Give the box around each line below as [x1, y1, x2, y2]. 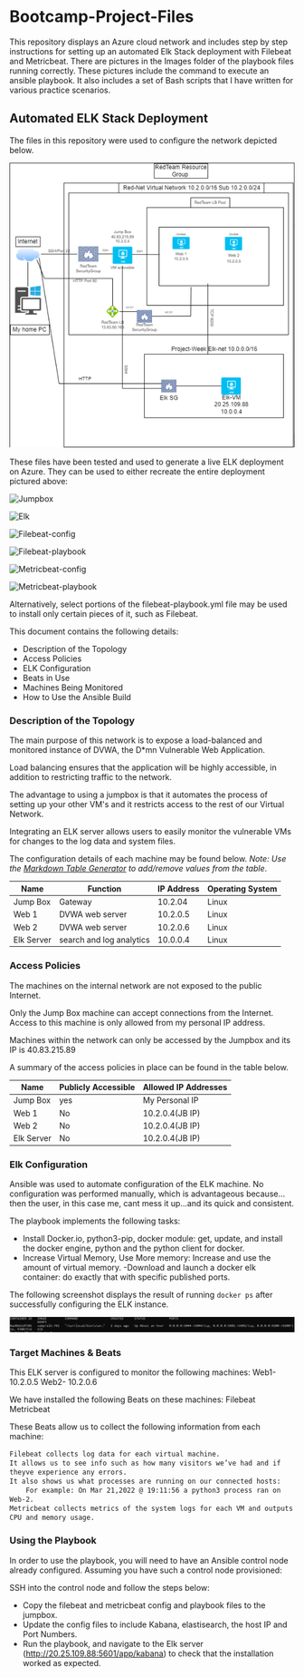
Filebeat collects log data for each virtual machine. [9, 1449, 221, 1459]
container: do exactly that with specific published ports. [22, 1272, 231, 1282]
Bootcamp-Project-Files [9, 6, 195, 27]
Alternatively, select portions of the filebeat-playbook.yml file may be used [9, 599, 288, 609]
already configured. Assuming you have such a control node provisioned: [9, 1565, 282, 1575]
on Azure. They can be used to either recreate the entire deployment [9, 466, 265, 477]
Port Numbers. [22, 1628, 78, 1639]
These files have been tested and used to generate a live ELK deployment [9, 456, 284, 468]
